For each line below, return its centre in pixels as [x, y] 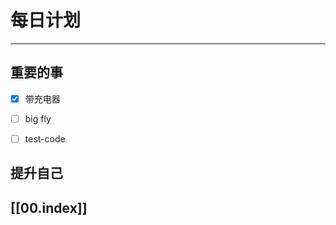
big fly [38, 118]
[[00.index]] [49, 207]
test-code [45, 138]
